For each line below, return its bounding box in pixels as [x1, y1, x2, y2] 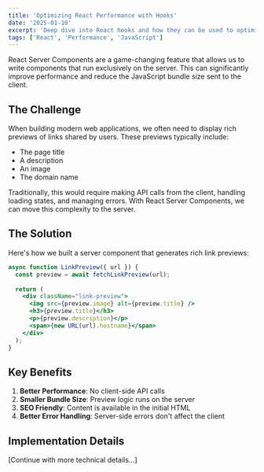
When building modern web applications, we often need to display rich [8, 124, 237, 134]
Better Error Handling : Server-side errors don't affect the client [19, 411, 225, 421]
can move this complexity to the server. [8, 205, 136, 214]
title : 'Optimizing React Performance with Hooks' [8, 11, 178, 20]
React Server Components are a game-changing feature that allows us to [8, 55, 245, 65]
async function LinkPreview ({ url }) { [8, 263, 139, 271]
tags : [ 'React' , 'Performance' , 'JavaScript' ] [8, 33, 163, 42]
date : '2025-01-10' [8, 19, 72, 27]
